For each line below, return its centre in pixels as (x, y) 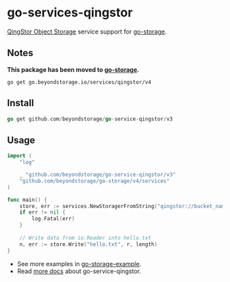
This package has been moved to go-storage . (73, 69)
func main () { (27, 200)
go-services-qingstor (70, 13)
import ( (20, 156)
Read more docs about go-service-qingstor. (79, 271)
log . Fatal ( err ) (53, 219)
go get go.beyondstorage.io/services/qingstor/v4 (79, 82)
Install (21, 103)
